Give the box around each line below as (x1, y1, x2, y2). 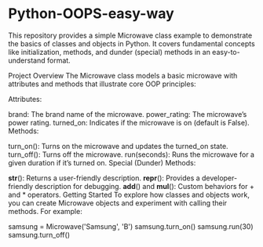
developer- (201, 173, 238, 183)
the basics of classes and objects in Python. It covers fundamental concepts (8, 38, 255, 48)
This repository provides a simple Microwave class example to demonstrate (8, 31, 253, 40)
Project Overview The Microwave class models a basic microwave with (8, 71, 238, 80)
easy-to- (211, 47, 241, 56)
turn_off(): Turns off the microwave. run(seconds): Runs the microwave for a (8, 150, 255, 159)
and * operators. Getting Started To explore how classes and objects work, (8, 190, 250, 199)
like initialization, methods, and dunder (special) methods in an (8, 47, 210, 56)
